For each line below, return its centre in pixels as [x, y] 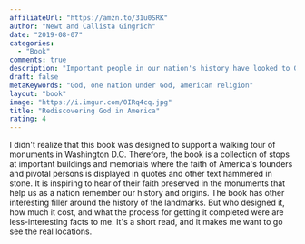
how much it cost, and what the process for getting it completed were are [147, 212]
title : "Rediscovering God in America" [85, 111]
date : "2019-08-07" [46, 34]
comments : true [38, 60]
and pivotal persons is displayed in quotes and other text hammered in [141, 174]
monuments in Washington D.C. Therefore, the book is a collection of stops [150, 154]
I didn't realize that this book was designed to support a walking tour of [143, 145]
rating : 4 [28, 119]
